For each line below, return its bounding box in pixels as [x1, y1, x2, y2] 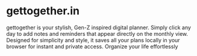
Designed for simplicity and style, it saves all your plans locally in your [6, 36, 180, 43]
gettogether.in [6, 4, 80, 18]
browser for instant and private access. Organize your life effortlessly [6, 43, 178, 50]
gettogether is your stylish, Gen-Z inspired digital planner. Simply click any [6, 24, 192, 31]
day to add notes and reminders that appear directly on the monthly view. [6, 30, 189, 37]
